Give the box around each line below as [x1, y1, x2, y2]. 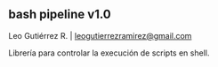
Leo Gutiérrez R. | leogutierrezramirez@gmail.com [8, 30, 192, 41]
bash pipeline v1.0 [8, 7, 112, 22]
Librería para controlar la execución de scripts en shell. [8, 48, 210, 58]
